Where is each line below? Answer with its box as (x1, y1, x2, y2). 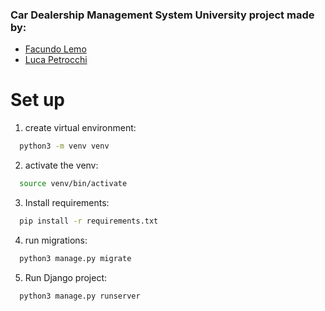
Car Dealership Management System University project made (10, 8, 315, 22)
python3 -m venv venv (19, 141, 110, 152)
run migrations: (24, 234, 88, 246)
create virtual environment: (24, 122, 137, 134)
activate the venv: (24, 159, 99, 172)
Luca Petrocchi (24, 54, 88, 66)
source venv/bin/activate (19, 179, 128, 189)
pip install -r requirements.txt (19, 216, 159, 226)
